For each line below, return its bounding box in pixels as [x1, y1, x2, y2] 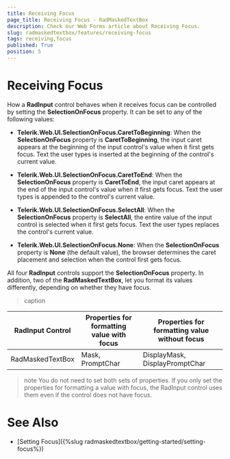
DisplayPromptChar [142, 358, 206, 368]
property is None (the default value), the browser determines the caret [16, 248, 216, 256]
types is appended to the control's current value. [16, 193, 155, 201]
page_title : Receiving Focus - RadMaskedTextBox [7, 16, 149, 23]
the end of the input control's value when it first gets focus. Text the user [16, 185, 223, 193]
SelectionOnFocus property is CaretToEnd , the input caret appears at [16, 177, 216, 186]
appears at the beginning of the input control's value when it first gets [16, 142, 214, 151]
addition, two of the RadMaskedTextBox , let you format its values [7, 275, 193, 284]
